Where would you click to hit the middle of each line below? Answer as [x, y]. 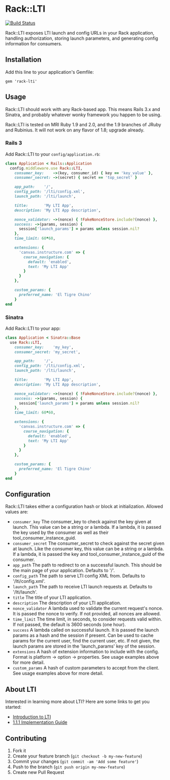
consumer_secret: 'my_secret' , [47, 352]
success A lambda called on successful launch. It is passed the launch [86, 630]
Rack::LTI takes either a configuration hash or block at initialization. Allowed [84, 506]
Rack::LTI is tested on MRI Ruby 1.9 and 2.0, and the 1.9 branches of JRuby [83, 124]
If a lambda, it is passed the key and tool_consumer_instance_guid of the [89, 554]
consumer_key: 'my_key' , [44, 347]
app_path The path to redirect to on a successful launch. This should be [87, 565]
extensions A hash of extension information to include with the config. [86, 652]
